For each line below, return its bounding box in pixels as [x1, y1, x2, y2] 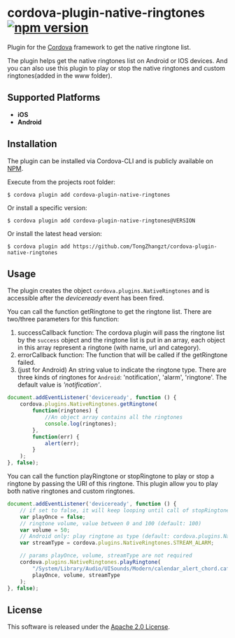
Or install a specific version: [7, 203, 87, 211]
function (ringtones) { [32, 408, 99, 415]
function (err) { [32, 433, 80, 441]
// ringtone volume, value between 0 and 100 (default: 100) [20, 520, 201, 527]
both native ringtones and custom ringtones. [7, 487, 135, 495]
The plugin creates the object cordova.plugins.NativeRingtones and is [7, 286, 210, 295]
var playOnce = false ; [20, 513, 86, 520]
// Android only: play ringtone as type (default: [20, 533, 171, 540]
